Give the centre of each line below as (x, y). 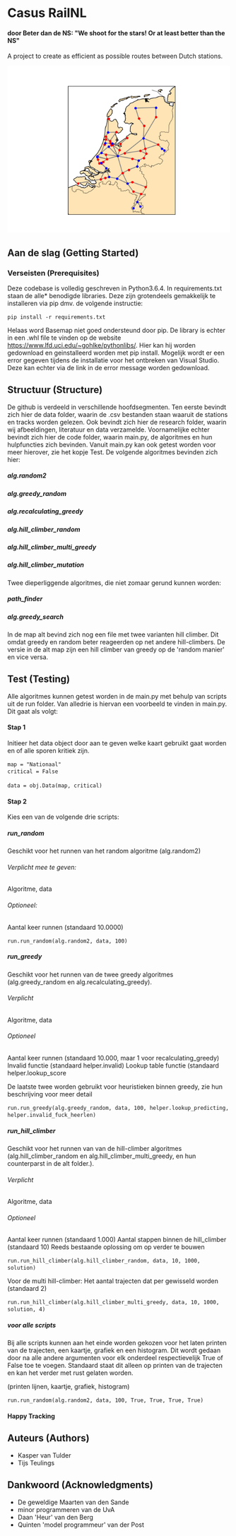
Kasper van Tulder (44, 1455)
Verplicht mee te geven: (42, 867)
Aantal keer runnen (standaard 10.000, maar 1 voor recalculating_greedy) (113, 1058)
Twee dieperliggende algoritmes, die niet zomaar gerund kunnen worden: (114, 583)
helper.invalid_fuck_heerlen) (52, 1115)
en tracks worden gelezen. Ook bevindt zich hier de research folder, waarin (117, 422)
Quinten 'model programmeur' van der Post (81, 1525)
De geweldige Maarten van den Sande (73, 1502)
